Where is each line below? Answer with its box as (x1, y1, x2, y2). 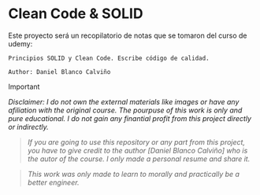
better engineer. (27, 178, 80, 187)
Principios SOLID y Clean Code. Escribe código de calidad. (8, 54, 210, 62)
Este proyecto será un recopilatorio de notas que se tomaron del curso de (8, 31, 247, 40)
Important (8, 82, 40, 91)
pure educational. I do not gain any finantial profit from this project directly (8, 113, 252, 123)
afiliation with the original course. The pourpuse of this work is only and (8, 105, 243, 115)
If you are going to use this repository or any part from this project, (27, 137, 246, 146)
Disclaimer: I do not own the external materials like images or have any (8, 97, 240, 106)
